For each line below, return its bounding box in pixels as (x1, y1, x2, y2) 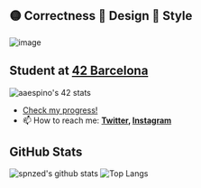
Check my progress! (22, 104, 98, 116)
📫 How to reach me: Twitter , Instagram (22, 115, 172, 126)
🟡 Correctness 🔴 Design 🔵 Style (9, 8, 193, 23)
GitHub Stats (9, 145, 83, 160)
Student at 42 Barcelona (9, 63, 149, 79)
